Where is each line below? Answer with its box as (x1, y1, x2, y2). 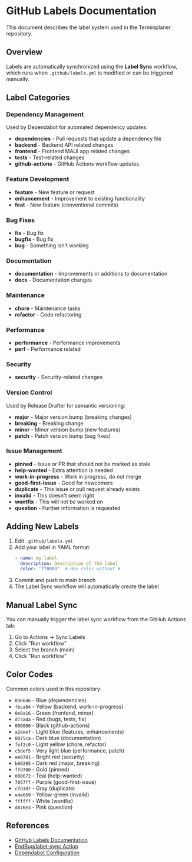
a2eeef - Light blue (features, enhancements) (14, 728, 125, 735)
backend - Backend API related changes (14, 141, 114, 148)
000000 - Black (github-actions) (14, 722, 90, 729)
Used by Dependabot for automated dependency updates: (6, 124, 148, 131)
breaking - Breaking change (14, 419, 84, 427)
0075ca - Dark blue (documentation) (14, 734, 101, 741)
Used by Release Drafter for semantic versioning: (6, 402, 125, 409)
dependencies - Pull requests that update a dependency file (14, 135, 162, 143)
